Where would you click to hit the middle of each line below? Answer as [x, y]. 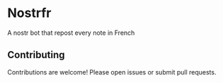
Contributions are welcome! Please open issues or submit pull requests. [112, 72]
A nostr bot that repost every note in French [71, 33]
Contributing [36, 55]
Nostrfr [29, 13]
